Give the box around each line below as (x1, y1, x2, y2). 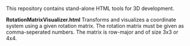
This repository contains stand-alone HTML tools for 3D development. (6, 5, 175, 12)
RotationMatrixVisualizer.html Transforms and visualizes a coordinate (6, 16, 177, 23)
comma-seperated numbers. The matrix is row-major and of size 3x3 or (6, 29, 179, 36)
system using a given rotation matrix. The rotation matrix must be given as (6, 23, 185, 29)
